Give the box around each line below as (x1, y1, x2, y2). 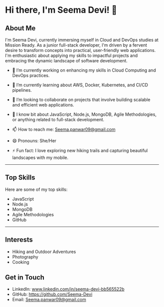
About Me (5, 24, 36, 32)
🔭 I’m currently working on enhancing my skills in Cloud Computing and (12, 67, 156, 73)
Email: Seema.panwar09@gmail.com (12, 297, 86, 303)
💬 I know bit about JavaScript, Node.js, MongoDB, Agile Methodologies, (12, 111, 157, 117)
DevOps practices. (12, 73, 50, 78)
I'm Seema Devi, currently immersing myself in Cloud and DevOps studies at (5, 37, 159, 43)
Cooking (12, 259, 29, 265)
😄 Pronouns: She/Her (12, 138, 57, 144)
